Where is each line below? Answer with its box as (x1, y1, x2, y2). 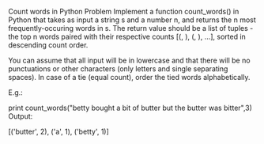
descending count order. (8, 40, 89, 50)
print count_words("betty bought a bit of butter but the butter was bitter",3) (8, 103, 253, 112)
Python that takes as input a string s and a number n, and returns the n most (8, 15, 257, 25)
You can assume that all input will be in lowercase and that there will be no (8, 55, 251, 65)
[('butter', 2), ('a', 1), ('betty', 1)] (8, 127, 109, 136)
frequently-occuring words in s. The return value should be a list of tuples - (8, 24, 254, 32)
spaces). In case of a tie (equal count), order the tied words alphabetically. (8, 73, 251, 81)
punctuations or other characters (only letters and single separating (8, 64, 228, 74)
